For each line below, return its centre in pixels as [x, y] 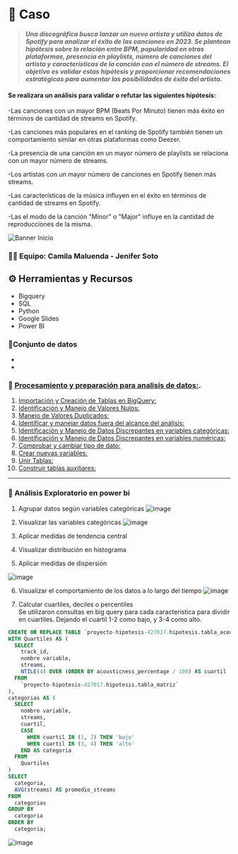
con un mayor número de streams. [58, 161]
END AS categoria [46, 750]
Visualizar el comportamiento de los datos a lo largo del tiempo [110, 590]
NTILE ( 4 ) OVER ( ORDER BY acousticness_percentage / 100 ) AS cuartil [124, 672]
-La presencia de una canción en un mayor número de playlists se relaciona [118, 153]
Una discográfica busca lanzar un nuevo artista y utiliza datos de [124, 34]
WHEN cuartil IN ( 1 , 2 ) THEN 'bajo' [81, 737]
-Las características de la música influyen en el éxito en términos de [107, 196]
